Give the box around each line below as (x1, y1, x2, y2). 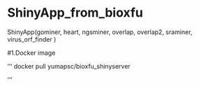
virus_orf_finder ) (7, 35, 57, 43)
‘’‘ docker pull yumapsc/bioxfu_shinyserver (7, 62, 131, 70)
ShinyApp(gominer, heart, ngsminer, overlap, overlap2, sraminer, (7, 28, 193, 36)
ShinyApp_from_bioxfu (7, 5, 143, 21)
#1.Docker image (7, 49, 56, 57)
